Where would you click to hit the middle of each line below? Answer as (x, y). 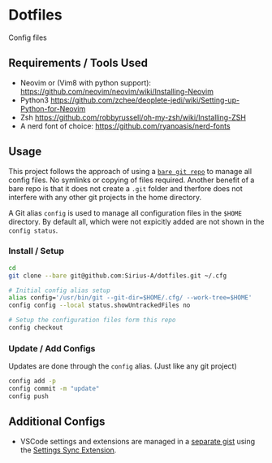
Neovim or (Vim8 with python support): (86, 82)
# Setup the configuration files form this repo (92, 320)
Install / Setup (37, 251)
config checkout (36, 328)
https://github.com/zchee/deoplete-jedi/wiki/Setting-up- (145, 100)
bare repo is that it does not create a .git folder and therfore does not (126, 188)
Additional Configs (57, 422)
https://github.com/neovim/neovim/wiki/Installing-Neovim (117, 91)
